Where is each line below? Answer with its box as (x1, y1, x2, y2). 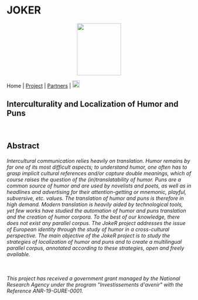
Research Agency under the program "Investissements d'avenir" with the (6, 281, 183, 288)
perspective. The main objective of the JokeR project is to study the (6, 232, 170, 239)
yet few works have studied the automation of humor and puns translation (6, 207, 186, 214)
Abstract (6, 141, 40, 151)
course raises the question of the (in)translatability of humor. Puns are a (6, 176, 181, 183)
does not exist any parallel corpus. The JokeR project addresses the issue (6, 219, 186, 226)
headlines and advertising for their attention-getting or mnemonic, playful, (6, 188, 187, 195)
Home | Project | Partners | (6, 82, 71, 89)
